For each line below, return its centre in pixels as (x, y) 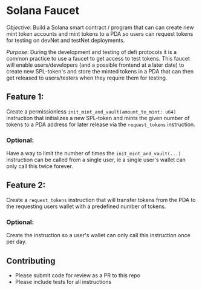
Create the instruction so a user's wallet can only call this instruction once (98, 235)
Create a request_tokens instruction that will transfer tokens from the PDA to (101, 200)
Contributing (31, 261)
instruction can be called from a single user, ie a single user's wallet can (96, 160)
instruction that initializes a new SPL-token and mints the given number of (98, 118)
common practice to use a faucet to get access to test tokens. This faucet (98, 58)
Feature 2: (26, 185)
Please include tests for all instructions (63, 282)
